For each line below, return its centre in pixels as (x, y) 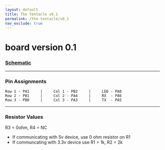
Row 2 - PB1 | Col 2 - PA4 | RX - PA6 (63, 96)
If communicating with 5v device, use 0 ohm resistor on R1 (71, 137)
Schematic (18, 63)
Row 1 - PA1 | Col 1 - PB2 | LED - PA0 (63, 92)
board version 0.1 (41, 48)
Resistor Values (24, 117)
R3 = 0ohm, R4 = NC (26, 127)
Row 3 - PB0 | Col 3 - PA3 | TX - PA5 (63, 100)
